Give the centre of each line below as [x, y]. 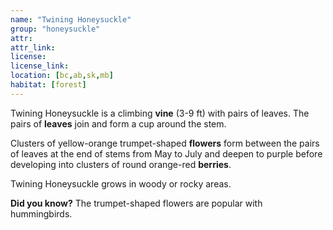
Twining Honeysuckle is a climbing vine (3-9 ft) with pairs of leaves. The [160, 113]
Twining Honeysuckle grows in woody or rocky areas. [121, 183]
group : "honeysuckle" [55, 29]
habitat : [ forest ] [48, 85]
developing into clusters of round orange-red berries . [121, 164]
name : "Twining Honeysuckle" [71, 19]
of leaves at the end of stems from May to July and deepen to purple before [166, 153]
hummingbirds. [41, 213]
